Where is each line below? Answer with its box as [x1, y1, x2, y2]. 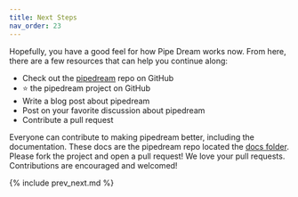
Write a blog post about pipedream [21, 95, 150, 106]
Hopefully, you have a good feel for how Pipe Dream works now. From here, [9, 45, 286, 56]
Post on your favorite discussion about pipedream [21, 104, 205, 116]
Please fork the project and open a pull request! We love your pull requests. [9, 151, 286, 161]
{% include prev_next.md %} [9, 177, 114, 188]
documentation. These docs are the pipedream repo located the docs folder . [9, 141, 289, 152]
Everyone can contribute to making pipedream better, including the [9, 131, 255, 143]
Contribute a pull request [21, 114, 114, 125]
